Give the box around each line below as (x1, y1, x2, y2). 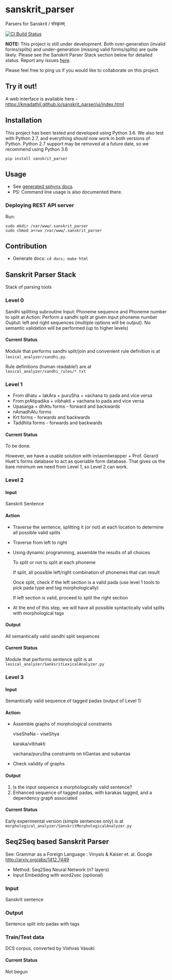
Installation (5, 116, 42, 125)
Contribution (5, 242, 47, 251)
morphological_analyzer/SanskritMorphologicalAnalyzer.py (5, 823, 132, 828)
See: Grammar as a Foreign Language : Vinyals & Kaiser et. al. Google (5, 851, 152, 857)
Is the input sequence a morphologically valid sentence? (12, 784, 132, 790)
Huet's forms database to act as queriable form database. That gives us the (5, 458, 165, 464)
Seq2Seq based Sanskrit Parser (5, 837, 109, 846)
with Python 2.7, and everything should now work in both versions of (5, 135, 150, 141)
